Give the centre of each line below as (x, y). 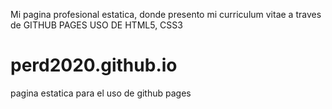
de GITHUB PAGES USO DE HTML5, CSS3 (96, 25)
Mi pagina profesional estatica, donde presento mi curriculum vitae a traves (166, 14)
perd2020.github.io (94, 65)
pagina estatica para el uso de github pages (101, 93)
